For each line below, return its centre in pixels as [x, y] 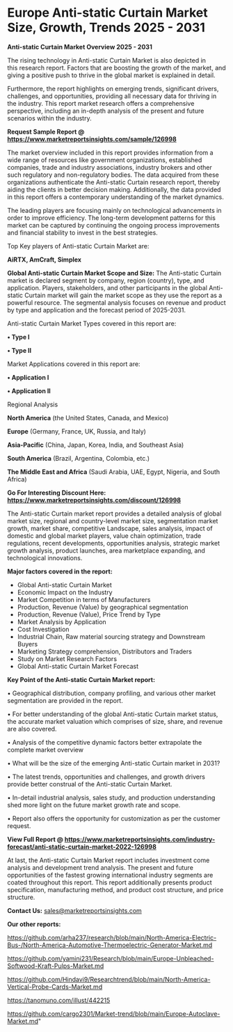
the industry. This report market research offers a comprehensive [101, 103]
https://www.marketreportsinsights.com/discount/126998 [94, 500]
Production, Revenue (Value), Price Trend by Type [89, 614]
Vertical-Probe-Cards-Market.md [55, 987]
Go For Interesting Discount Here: [57, 493]
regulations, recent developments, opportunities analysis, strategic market [114, 543]
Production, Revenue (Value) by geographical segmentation [103, 607]
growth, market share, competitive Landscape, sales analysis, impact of [110, 528]
